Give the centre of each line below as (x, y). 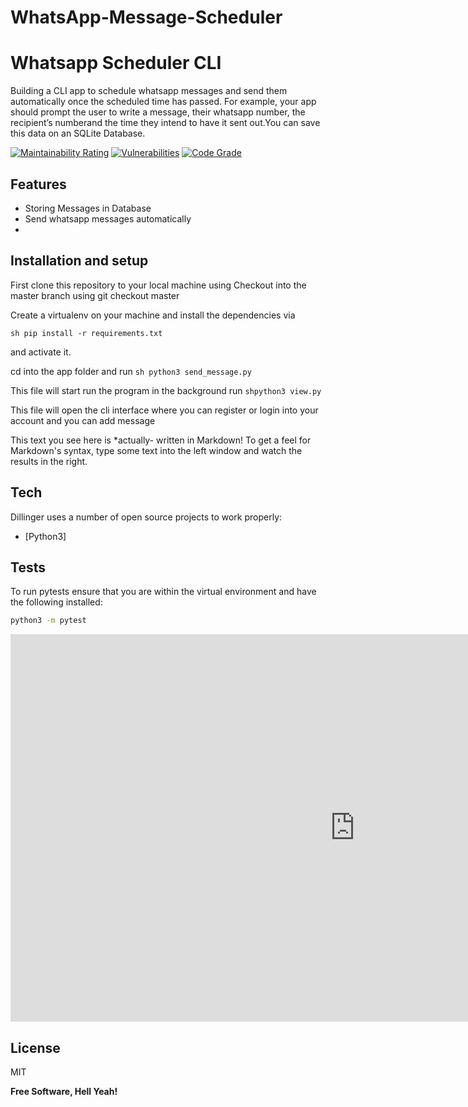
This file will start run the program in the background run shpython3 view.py (166, 390)
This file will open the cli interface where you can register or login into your (164, 410)
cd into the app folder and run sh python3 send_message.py (131, 371)
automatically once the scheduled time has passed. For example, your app (163, 102)
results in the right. (49, 461)
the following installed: (56, 602)
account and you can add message (83, 420)
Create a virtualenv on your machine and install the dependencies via (153, 315)
